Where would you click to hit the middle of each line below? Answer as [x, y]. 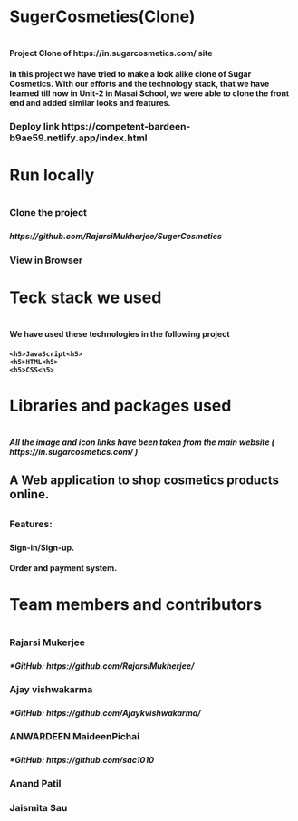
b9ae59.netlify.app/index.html [78, 138]
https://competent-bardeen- [126, 126]
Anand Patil [35, 784]
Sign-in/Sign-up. [42, 547]
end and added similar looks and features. [90, 102]
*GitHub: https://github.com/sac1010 [82, 760]
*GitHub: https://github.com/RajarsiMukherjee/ [102, 666]
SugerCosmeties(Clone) [102, 17]
